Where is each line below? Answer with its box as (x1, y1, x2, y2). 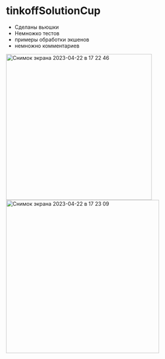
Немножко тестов (14, 29, 60, 36)
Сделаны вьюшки (14, 23, 59, 31)
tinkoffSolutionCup (6, 4, 101, 18)
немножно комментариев (14, 42, 80, 49)
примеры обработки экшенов (14, 36, 90, 43)
